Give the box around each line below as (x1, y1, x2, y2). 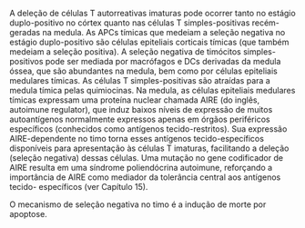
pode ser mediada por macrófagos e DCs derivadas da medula (45, 56, 281, 66)
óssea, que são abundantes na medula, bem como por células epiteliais (9, 65, 278, 76)
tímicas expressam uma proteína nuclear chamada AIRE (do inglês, (9, 94, 260, 105)
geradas (9, 27, 41, 37)
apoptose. (9, 209, 47, 219)
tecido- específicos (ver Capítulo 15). (9, 182, 148, 192)
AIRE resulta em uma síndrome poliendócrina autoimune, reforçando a (9, 163, 273, 173)
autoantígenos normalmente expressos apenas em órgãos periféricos (9, 114, 270, 124)
